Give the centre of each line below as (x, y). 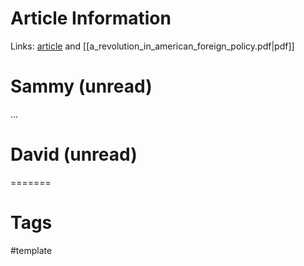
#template (31, 250)
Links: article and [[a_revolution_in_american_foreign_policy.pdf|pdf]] (152, 46)
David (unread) (74, 154)
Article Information (91, 18)
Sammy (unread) (81, 86)
